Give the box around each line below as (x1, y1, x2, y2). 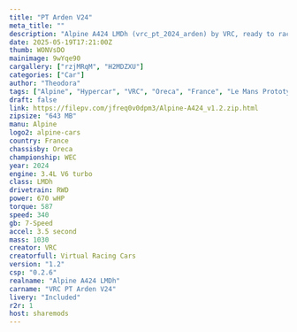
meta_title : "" (9, 21, 65, 30)
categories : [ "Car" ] (9, 71, 86, 80)
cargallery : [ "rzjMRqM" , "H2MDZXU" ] (9, 63, 144, 72)
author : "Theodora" (9, 79, 81, 88)
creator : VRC (9, 243, 57, 252)
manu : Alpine (9, 120, 57, 129)
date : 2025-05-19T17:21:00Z (9, 37, 113, 47)
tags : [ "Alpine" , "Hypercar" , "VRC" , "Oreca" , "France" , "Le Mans (9, 87, 259, 96)
